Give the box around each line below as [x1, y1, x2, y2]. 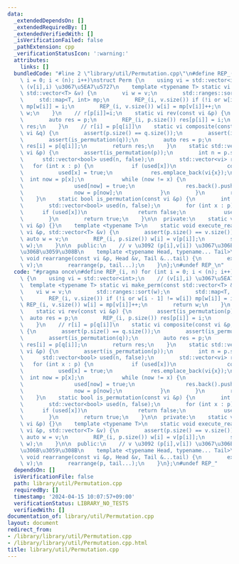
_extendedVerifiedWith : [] [14, 30, 94, 38]
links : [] [20, 63, 50, 70]
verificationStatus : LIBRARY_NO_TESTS [14, 499, 129, 507]
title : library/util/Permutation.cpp [7, 546, 119, 553]
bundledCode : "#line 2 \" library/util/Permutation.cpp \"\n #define [14, 70, 215, 77]
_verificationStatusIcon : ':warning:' [14, 50, 129, 58]
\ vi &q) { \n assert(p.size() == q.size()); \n [20, 129, 183, 137]
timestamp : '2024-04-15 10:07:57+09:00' [14, 493, 135, 500]
